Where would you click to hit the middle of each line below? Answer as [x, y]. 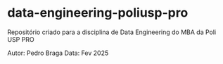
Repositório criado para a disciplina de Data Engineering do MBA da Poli [112, 32]
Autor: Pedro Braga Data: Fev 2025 [58, 53]
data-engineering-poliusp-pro [98, 13]
